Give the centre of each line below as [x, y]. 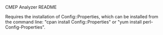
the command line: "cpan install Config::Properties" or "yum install [73, 22]
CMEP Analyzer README [31, 7]
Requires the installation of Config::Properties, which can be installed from [82, 17]
